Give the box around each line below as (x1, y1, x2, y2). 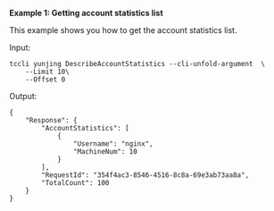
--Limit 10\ (25, 67, 70, 76)
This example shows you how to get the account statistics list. (9, 25, 237, 35)
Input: (9, 42, 31, 53)
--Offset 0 (25, 75, 66, 84)
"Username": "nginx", (72, 139, 154, 148)
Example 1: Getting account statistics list (9, 8, 163, 18)
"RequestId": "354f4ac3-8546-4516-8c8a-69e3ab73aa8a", (41, 171, 250, 180)
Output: (9, 91, 37, 101)
